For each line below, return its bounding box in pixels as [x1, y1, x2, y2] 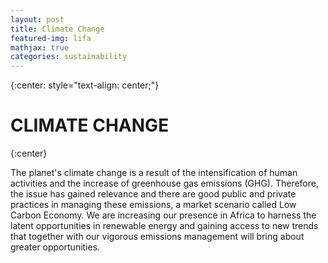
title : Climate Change [10, 24, 105, 34]
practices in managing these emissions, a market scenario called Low [10, 199, 297, 211]
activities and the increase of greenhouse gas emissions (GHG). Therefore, [10, 177, 319, 190]
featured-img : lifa [10, 33, 92, 43]
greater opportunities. [10, 241, 101, 253]
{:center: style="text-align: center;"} [10, 79, 160, 91]
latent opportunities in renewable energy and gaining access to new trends [10, 220, 319, 232]
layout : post [10, 14, 65, 25]
